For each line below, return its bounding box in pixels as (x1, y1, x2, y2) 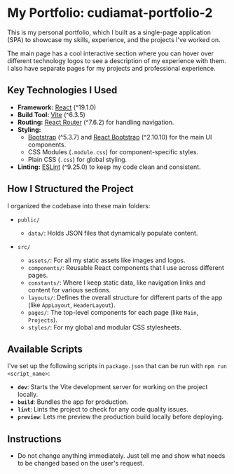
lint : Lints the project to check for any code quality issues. (17, 405, 188, 414)
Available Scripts (7, 343, 83, 355)
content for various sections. (27, 285, 111, 294)
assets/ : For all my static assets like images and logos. (27, 256, 186, 264)
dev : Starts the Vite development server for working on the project (17, 383, 208, 391)
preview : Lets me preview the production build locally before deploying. (17, 412, 224, 421)
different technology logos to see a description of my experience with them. (7, 56, 226, 65)
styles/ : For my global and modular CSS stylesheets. (27, 323, 182, 331)
